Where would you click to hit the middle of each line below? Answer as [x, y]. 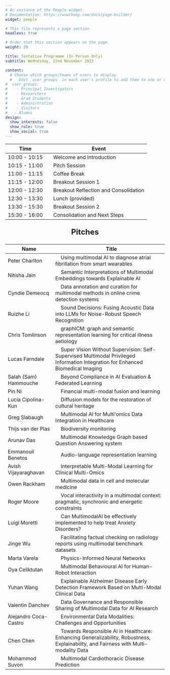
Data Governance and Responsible [102, 602]
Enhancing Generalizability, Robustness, [103, 637]
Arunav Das [22, 440]
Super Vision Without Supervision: [101, 349]
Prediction [68, 664]
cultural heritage [75, 406]
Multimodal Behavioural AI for [96, 566]
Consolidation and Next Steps [88, 215]
